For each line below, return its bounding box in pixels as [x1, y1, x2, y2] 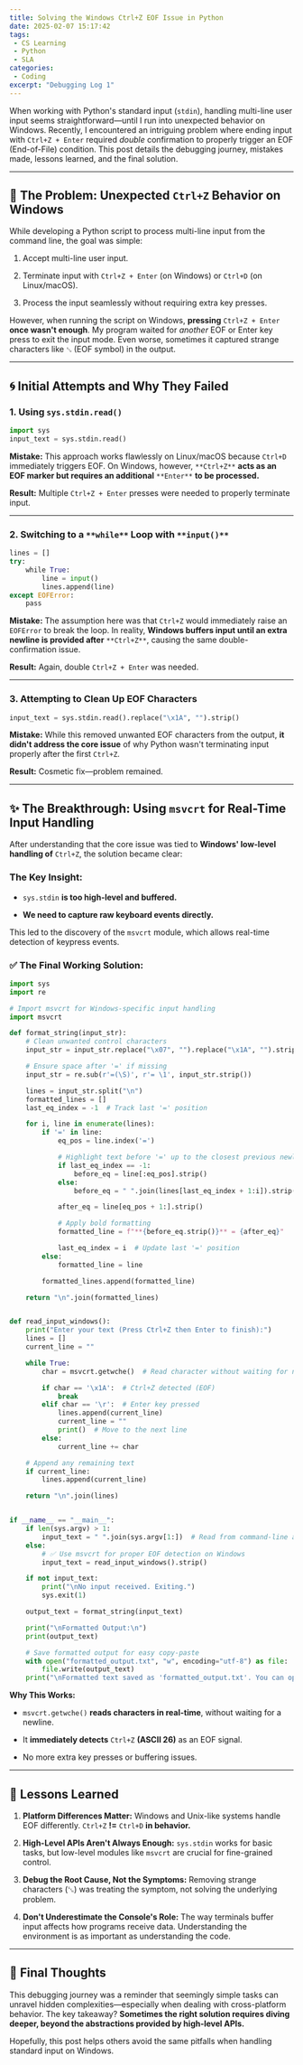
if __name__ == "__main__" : [9, 1516, 115, 1525]
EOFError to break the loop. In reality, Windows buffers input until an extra [9, 625, 288, 636]
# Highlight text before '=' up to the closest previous [57, 1153, 277, 1162]
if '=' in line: [41, 1128, 103, 1137]
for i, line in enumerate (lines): [25, 1119, 155, 1129]
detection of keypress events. [9, 936, 120, 947]
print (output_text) [25, 1631, 99, 1640]
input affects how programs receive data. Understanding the [22, 1920, 248, 1931]
